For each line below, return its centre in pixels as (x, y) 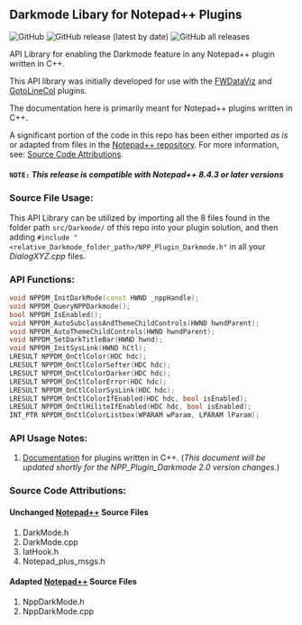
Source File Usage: (51, 198)
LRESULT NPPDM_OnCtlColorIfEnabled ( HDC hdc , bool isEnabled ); (128, 399)
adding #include (40, 237)
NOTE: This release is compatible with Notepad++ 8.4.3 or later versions (146, 175)
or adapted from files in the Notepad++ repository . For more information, (144, 144)
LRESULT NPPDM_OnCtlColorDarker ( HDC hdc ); (90, 373)
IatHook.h (41, 551)
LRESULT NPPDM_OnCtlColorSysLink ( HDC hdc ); (92, 390)
